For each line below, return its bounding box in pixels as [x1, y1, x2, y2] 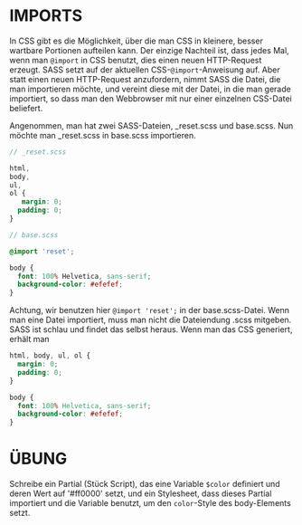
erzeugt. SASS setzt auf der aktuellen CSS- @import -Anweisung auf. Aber [9, 64, 280, 75]
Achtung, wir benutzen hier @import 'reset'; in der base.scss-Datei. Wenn [9, 305, 289, 316]
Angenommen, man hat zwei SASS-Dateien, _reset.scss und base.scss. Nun [9, 119, 294, 131]
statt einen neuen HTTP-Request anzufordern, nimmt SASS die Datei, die [9, 73, 281, 84]
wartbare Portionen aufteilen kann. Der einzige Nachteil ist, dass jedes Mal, [9, 44, 289, 55]
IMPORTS [9, 5, 83, 26]
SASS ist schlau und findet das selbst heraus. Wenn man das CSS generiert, [9, 324, 293, 335]
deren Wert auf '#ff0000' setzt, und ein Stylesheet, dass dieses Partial [9, 488, 272, 499]
